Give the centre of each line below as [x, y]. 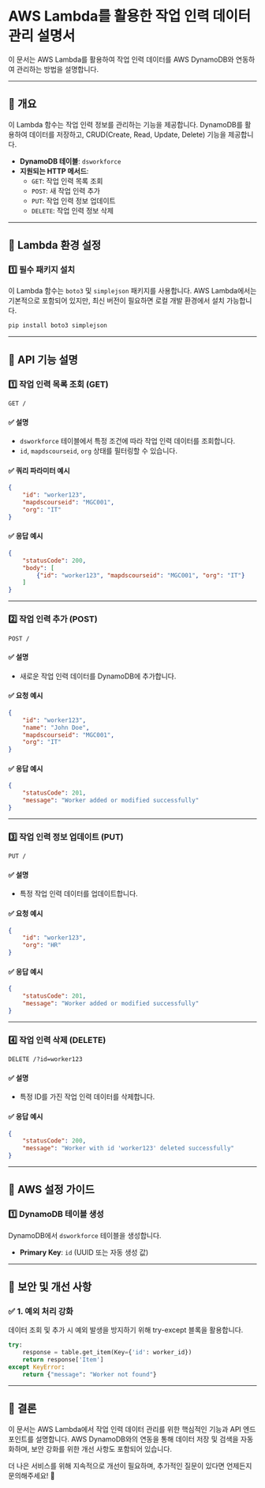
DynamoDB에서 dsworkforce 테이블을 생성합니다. [85, 1235]
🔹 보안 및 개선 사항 [50, 1287]
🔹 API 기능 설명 [43, 359]
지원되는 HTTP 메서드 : [54, 171]
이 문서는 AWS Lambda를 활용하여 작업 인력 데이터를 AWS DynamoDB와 [121, 59]
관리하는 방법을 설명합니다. [58, 69]
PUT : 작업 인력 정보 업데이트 [73, 200]
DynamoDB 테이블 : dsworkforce [70, 161]
